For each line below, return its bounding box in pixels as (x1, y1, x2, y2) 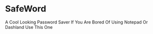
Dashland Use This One (5, 24, 53, 30)
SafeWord (5, 3, 47, 14)
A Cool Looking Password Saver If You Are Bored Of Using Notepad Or (5, 19, 148, 25)
